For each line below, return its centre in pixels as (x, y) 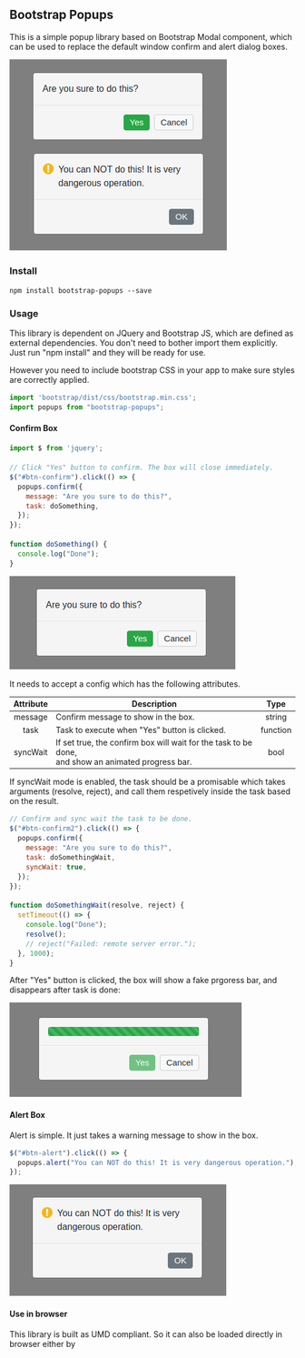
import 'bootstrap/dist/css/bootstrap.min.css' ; (103, 398)
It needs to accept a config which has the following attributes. (125, 684)
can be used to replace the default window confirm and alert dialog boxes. (148, 46)
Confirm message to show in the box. (125, 717)
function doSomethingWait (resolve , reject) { (97, 905)
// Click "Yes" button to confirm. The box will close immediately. (142, 468)
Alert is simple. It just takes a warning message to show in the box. (134, 1135)
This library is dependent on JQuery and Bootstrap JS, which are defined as (152, 333)
